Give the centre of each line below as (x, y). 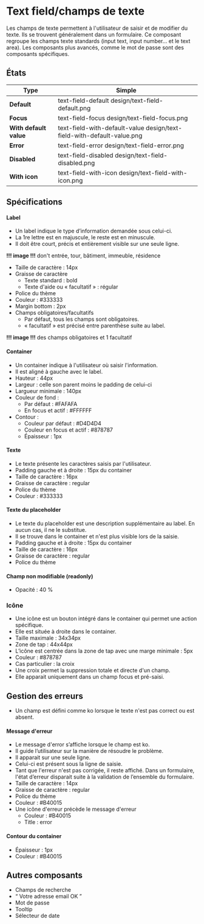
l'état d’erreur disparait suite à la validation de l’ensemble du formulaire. (104, 777)
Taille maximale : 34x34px (48, 638)
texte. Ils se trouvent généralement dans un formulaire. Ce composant (94, 34)
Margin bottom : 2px (40, 306)
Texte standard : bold (51, 281)
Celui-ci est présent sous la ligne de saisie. (69, 764)
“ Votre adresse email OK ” (48, 897)
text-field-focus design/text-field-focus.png (123, 118)
